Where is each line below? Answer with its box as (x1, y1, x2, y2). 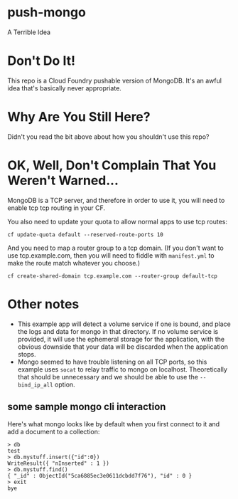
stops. (17, 350, 37, 358)
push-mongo (7, 4, 87, 21)
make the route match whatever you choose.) (7, 258, 141, 267)
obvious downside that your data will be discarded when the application (17, 342, 229, 351)
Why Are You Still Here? (7, 109, 151, 125)
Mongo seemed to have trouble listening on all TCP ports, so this (17, 357, 207, 366)
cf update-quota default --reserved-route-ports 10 (7, 231, 163, 238)
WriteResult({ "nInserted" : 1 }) (7, 460, 110, 467)
